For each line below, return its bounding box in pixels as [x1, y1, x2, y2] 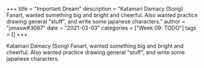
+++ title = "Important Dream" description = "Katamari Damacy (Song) [6, 5, 183, 12]
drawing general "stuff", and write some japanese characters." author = [6, 18, 186, 25]
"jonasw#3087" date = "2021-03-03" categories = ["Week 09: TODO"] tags [6, 24, 197, 31]
